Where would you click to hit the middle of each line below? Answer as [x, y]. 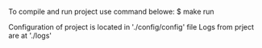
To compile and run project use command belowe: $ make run [112, 12]
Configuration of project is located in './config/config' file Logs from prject [131, 27]
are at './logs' [30, 36]
